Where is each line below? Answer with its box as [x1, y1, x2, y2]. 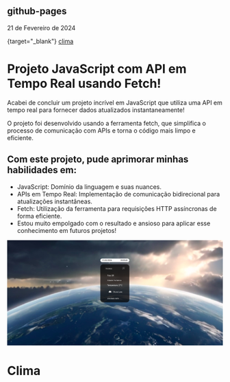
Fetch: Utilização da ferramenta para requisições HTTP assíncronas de [16, 204, 217, 212]
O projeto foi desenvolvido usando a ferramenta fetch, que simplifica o [7, 119, 207, 127]
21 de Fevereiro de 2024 [7, 23, 76, 32]
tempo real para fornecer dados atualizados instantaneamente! [7, 106, 185, 114]
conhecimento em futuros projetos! [16, 226, 117, 234]
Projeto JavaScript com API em [7, 61, 187, 76]
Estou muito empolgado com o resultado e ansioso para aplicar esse [16, 219, 211, 227]
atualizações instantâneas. [16, 197, 92, 205]
